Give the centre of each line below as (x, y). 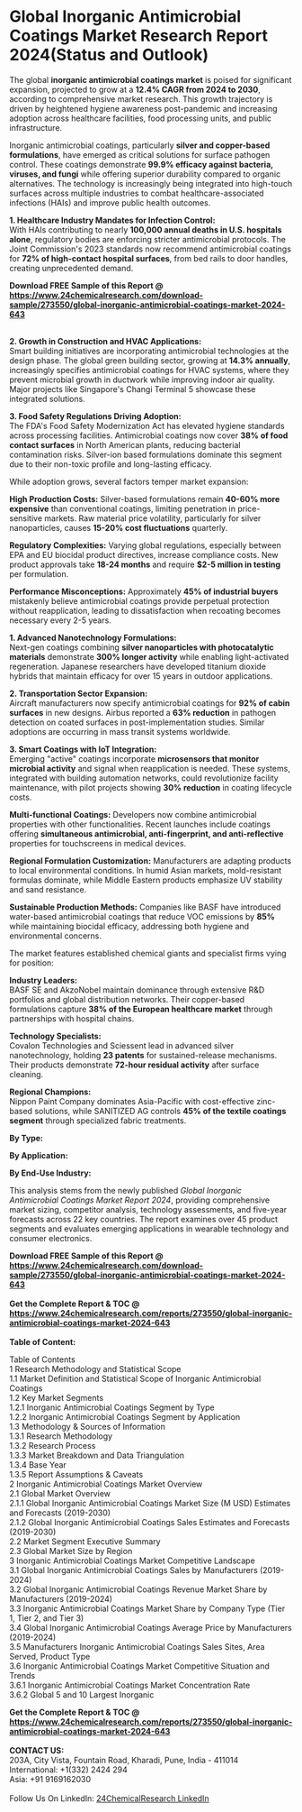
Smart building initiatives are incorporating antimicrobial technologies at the (149, 351)
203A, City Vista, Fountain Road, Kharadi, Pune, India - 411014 (124, 1760)
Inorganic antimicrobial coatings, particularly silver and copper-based (140, 145)
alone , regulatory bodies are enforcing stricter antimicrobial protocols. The (147, 239)
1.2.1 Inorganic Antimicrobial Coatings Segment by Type (112, 1407)
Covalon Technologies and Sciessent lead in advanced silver (122, 1045)
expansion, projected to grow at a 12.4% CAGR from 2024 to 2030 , (135, 89)
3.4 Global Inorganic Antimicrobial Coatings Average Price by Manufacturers (151, 1627)
